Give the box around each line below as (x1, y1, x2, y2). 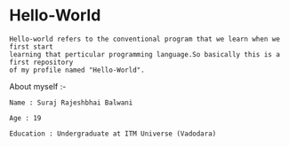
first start (9, 42, 53, 51)
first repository (9, 58, 74, 66)
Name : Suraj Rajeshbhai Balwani (9, 98, 133, 107)
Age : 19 (9, 113, 42, 122)
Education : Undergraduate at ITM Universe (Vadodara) (9, 129, 217, 138)
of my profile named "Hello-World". (9, 66, 145, 74)
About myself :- (9, 81, 67, 91)
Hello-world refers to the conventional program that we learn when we (9, 35, 280, 43)
